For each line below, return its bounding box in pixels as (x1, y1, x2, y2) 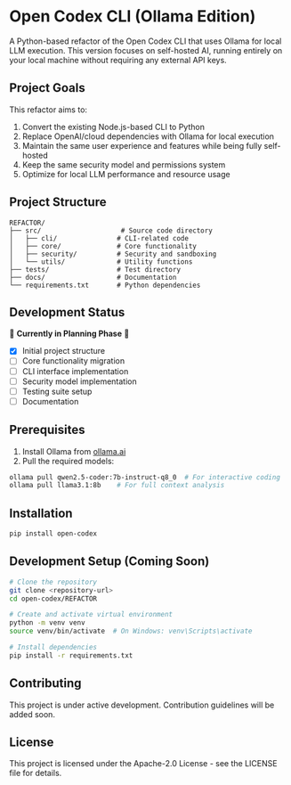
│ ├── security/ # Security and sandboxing (9, 249, 217, 258)
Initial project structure (21, 346, 106, 356)
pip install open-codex (9, 529, 98, 538)
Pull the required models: (21, 455, 115, 466)
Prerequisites (9, 422, 85, 437)
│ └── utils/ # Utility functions (9, 257, 193, 266)
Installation (9, 505, 73, 520)
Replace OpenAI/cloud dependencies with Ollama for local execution (21, 131, 274, 142)
